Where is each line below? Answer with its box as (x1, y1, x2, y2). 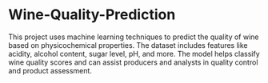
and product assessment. (8, 65, 92, 75)
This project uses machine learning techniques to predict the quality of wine (8, 32, 259, 41)
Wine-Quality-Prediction (8, 6, 176, 24)
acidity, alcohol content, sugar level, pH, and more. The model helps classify (8, 49, 260, 58)
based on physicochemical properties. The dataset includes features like (8, 40, 248, 49)
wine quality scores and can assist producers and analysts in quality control (8, 57, 258, 67)
